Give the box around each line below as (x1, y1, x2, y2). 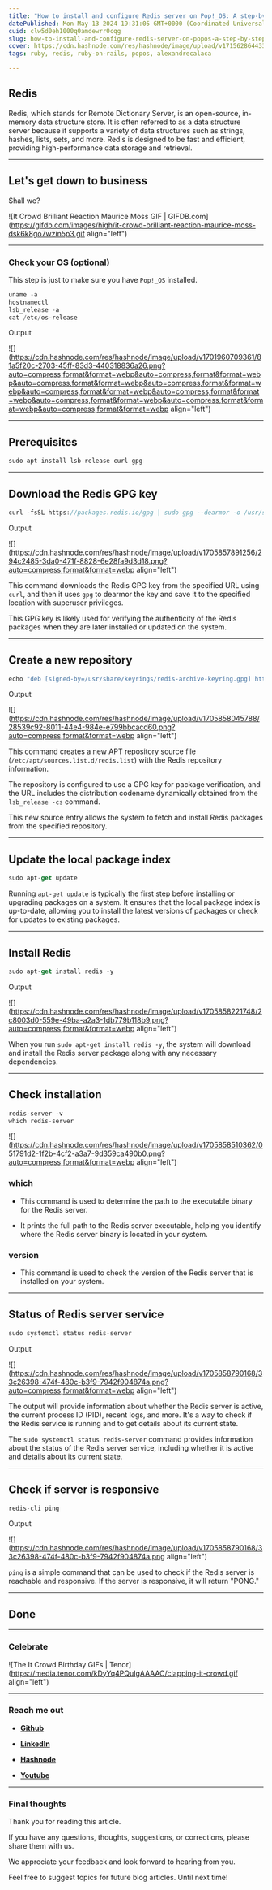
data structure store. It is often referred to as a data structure (37, 117, 241, 127)
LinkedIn (19, 1739, 50, 1749)
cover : (8, 42, 31, 50)
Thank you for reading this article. (8, 1817, 121, 1827)
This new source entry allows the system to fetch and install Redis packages (8, 813, 263, 823)
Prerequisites (8, 435, 78, 449)
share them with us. (8, 1841, 74, 1851)
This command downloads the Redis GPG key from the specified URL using (8, 580, 260, 590)
